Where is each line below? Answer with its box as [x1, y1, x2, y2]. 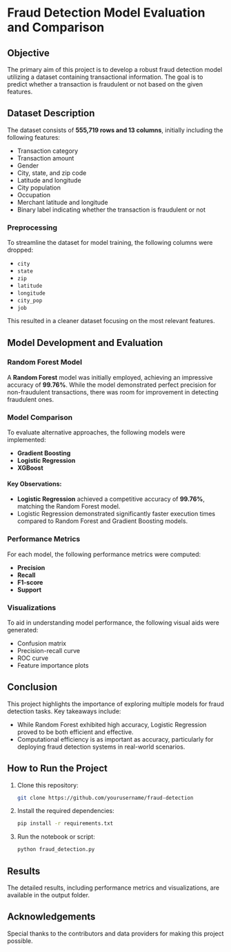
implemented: [7, 436, 46, 444]
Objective [7, 47, 50, 59]
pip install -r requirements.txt [17, 820, 114, 827]
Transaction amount [17, 154, 74, 162]
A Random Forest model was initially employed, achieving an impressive [7, 373, 213, 381]
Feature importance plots [17, 661, 89, 669]
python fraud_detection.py [17, 846, 95, 853]
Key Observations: [7, 479, 62, 488]
